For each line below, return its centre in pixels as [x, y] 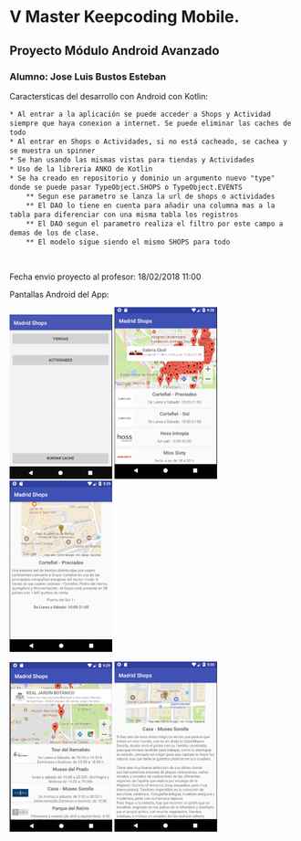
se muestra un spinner [52, 151]
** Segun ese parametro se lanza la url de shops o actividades [150, 196]
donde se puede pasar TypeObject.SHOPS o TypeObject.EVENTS [126, 187]
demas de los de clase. [55, 233]
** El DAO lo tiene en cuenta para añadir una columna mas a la [150, 205]
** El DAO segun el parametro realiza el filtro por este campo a [155, 224]
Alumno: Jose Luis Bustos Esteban [88, 77]
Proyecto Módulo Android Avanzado [114, 51]
